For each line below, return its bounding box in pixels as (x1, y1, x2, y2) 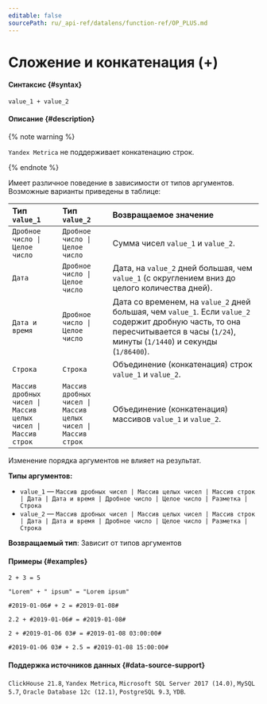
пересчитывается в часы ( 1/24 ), (112, 327, 237, 338)
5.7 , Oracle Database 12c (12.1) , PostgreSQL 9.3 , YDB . (8, 687, 187, 696)
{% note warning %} (8, 132, 75, 141)
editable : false (8, 11, 62, 20)
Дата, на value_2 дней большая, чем (112, 263, 253, 274)
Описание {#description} (8, 114, 95, 124)
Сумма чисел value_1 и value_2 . (112, 238, 236, 249)
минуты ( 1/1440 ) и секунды (112, 336, 218, 347)
